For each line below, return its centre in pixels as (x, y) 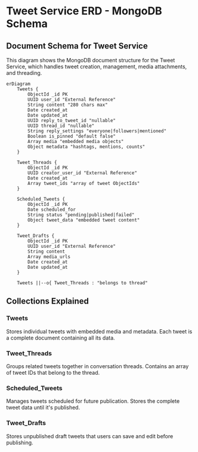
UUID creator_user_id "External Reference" (82, 173)
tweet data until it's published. (43, 408)
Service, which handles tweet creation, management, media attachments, (97, 66)
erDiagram (18, 84)
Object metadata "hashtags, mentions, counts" (86, 147)
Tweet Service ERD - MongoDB (84, 11)
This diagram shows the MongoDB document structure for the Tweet (91, 60)
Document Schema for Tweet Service (77, 46)
